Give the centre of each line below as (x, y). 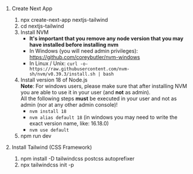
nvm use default (49, 130)
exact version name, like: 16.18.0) (69, 123)
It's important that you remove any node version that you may (106, 38)
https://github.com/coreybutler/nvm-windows (84, 57)
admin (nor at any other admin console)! (69, 105)
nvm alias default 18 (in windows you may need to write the (103, 117)
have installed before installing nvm (74, 45)
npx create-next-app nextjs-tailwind (64, 20)
